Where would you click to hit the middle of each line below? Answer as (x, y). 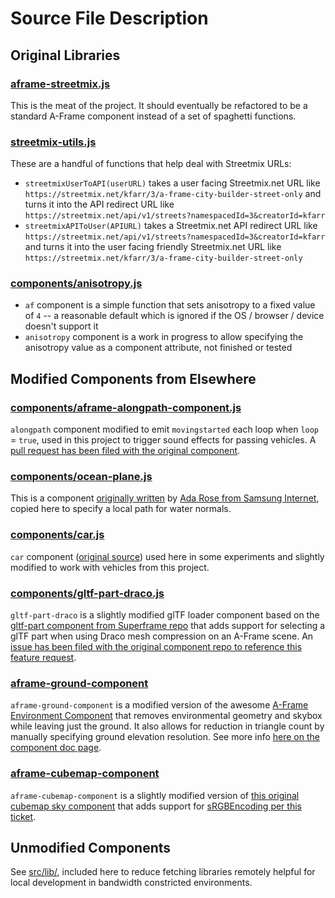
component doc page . (56, 748)
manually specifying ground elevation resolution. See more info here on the (165, 737)
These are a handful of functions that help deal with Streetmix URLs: (151, 164)
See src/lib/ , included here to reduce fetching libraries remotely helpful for (163, 872)
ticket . (23, 816)
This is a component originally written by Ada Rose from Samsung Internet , (165, 498)
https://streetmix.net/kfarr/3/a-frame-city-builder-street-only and (173, 194)
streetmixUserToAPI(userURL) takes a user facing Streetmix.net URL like (172, 183)
